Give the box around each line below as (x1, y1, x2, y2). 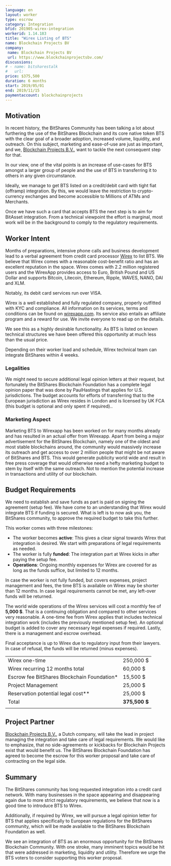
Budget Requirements (5, 485, 76, 494)
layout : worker (5, 12, 38, 17)
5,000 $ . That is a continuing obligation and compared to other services (5, 609, 157, 615)
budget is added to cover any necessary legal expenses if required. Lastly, (5, 625, 162, 631)
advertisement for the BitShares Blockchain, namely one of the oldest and (5, 438, 160, 444)
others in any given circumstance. (5, 172, 76, 179)
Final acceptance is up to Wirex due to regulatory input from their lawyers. (5, 640, 161, 646)
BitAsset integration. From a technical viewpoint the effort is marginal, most (5, 214, 163, 220)
